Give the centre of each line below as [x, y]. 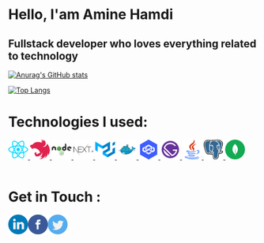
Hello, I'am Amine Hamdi [91, 15]
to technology [43, 56]
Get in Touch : [55, 197]
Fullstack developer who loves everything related [132, 44]
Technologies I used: [78, 122]
